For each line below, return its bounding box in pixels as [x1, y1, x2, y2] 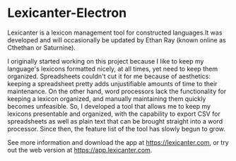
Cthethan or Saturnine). [7, 43, 76, 52]
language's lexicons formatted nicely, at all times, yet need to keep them [7, 64, 218, 73]
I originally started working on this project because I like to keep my [7, 56, 204, 65]
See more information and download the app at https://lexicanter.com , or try [7, 138, 229, 146]
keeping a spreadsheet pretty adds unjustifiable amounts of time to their [7, 79, 218, 88]
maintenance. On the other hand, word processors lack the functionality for [7, 87, 227, 95]
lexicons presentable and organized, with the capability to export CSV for [7, 109, 220, 118]
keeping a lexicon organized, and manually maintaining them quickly [7, 94, 206, 103]
